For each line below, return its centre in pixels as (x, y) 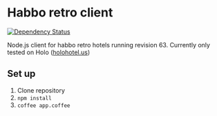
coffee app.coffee (44, 105)
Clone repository (41, 90)
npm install (34, 98)
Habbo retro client (60, 13)
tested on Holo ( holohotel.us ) (49, 52)
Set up (21, 74)
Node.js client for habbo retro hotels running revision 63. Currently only (109, 45)
